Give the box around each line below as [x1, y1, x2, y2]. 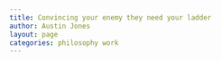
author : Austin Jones [9, 22, 91, 30]
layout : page [9, 30, 59, 39]
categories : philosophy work [9, 38, 119, 48]
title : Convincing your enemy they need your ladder [9, 13, 212, 22]
